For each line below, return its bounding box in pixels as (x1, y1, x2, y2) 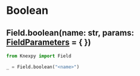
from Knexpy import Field (6, 53, 71, 59)
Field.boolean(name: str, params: (6, 28, 135, 38)
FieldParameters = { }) (6, 37, 92, 47)
